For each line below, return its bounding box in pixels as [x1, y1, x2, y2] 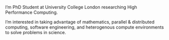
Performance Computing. [5, 9, 58, 15]
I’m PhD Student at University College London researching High [5, 4, 137, 10]
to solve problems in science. [5, 30, 67, 35]
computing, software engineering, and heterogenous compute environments [5, 24, 164, 30]
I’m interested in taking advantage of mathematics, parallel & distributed [5, 19, 155, 25]
